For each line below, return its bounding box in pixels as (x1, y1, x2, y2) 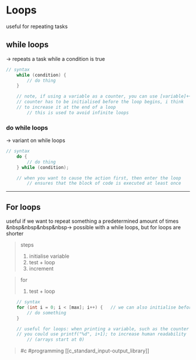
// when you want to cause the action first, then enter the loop (16, 175, 181, 181)
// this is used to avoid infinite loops (27, 109, 129, 116)
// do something (27, 310, 66, 316)
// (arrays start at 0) (27, 337, 85, 342)
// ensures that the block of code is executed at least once (27, 181, 181, 186)
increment (29, 265, 54, 272)
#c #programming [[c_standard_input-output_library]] (20, 347, 150, 354)
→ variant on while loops (6, 137, 65, 144)
